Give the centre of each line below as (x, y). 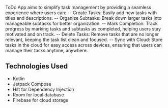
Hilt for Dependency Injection (44, 89)
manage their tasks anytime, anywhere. (47, 50)
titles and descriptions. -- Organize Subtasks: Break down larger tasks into (83, 18)
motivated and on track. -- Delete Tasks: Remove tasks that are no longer (82, 34)
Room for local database (38, 95)
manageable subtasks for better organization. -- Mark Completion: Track (81, 23)
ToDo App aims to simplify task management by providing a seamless (78, 7)
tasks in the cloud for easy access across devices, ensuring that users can (83, 45)
